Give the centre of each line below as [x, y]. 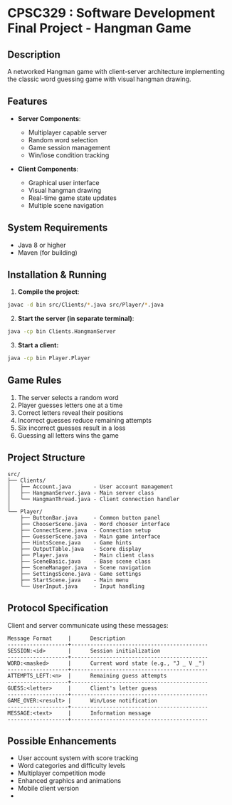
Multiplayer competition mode [62, 773]
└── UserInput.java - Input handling [82, 586]
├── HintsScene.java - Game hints [76, 542]
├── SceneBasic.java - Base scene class [86, 561]
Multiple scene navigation [66, 205]
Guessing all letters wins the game [68, 435]
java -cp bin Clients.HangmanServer [62, 332]
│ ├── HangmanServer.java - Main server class [81, 493]
